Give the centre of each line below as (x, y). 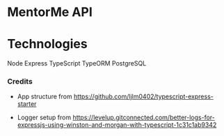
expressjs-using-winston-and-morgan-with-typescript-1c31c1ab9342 (117, 125)
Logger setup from (44, 118)
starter (27, 104)
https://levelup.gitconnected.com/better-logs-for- (144, 118)
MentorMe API (50, 12)
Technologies (48, 44)
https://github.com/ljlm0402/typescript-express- (143, 97)
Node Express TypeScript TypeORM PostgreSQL (77, 63)
